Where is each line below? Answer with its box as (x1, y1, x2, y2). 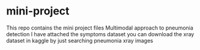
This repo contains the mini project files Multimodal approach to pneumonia (6, 24, 193, 31)
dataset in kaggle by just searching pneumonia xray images (6, 37, 153, 44)
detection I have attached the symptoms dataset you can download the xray (6, 30, 195, 37)
